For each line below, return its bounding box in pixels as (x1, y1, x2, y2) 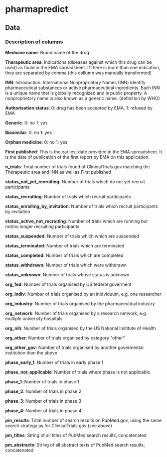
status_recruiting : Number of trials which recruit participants (5, 193, 131, 200)
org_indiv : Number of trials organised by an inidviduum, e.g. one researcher (5, 291, 162, 297)
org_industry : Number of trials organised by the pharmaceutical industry (5, 300, 156, 307)
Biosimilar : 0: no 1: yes (5, 129, 52, 135)
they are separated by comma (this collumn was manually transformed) (5, 70, 152, 76)
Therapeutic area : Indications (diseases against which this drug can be (5, 59, 152, 65)
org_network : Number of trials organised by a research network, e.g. (5, 310, 148, 316)
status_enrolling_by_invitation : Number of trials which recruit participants (5, 203, 158, 209)
